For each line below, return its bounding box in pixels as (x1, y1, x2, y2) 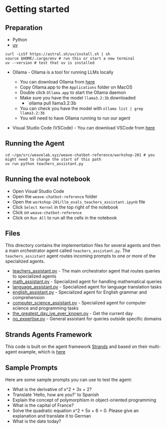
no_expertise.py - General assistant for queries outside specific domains (12, 316, 162, 322)
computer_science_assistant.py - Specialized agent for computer (12, 300, 146, 306)
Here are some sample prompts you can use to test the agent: (5, 376, 132, 383)
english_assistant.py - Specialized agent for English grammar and (12, 289, 147, 295)
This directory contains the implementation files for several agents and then (5, 242, 161, 248)
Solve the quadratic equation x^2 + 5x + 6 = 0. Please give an (12, 407, 139, 413)
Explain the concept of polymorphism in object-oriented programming (12, 397, 157, 403)
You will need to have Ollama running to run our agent (19, 115, 131, 121)
